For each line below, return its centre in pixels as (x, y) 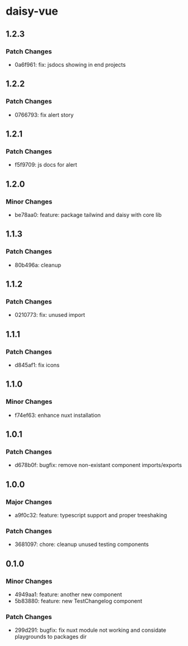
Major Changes (29, 502)
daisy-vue (32, 11)
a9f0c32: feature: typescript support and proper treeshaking (91, 515)
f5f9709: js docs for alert (46, 165)
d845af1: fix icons (37, 365)
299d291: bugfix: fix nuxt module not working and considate (90, 630)
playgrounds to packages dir (50, 637)
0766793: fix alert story (44, 115)
